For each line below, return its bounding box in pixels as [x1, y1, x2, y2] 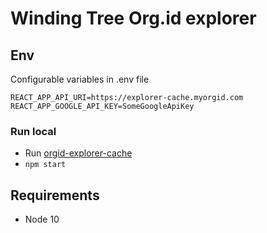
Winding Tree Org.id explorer [10, 7, 257, 30]
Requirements [10, 187, 100, 204]
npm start [24, 160, 67, 170]
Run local [10, 124, 57, 138]
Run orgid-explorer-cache [24, 147, 133, 159]
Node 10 [24, 213, 60, 226]
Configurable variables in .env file [10, 73, 150, 85]
